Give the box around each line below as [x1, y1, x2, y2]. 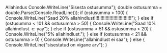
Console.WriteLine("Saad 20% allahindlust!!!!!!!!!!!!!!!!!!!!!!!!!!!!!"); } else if [5, 15, 154, 21]
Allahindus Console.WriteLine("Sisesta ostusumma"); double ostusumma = [5, 5, 162, 10]
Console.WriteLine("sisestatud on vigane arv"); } [5, 42, 107, 47]
